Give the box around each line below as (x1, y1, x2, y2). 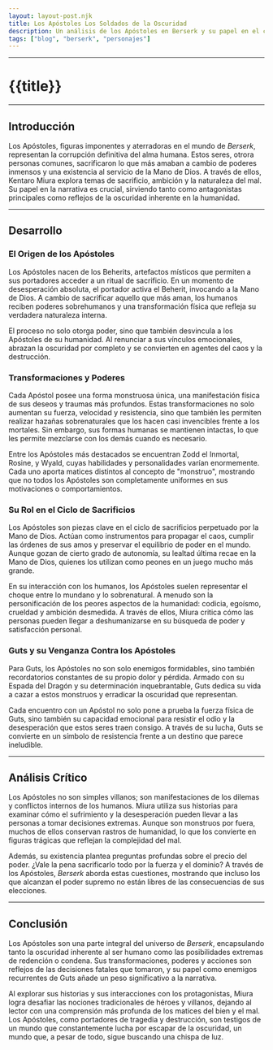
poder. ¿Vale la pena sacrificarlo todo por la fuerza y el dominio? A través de (8, 860, 264, 870)
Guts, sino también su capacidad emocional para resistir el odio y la (8, 714, 236, 723)
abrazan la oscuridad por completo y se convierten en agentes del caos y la (8, 343, 262, 353)
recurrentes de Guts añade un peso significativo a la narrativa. (8, 973, 218, 983)
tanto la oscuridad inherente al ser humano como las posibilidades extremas (8, 948, 264, 957)
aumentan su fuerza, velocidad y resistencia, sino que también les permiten (8, 407, 262, 417)
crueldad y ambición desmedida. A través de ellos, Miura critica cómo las (8, 607, 254, 618)
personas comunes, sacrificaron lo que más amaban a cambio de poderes (8, 158, 258, 167)
